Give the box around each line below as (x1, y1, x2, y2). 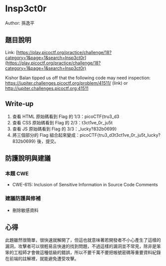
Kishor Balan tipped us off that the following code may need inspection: (5, 75, 151, 81)
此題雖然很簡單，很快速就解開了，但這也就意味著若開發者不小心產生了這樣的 (5, 237, 161, 243)
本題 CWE (5, 170, 29, 177)
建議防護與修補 (5, 195, 41, 202)
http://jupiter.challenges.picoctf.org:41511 (5, 85, 89, 91)
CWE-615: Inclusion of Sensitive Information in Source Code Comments (12, 182, 158, 188)
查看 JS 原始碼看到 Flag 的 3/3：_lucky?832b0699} (12, 126, 117, 132)
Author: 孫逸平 (5, 20, 35, 26)
